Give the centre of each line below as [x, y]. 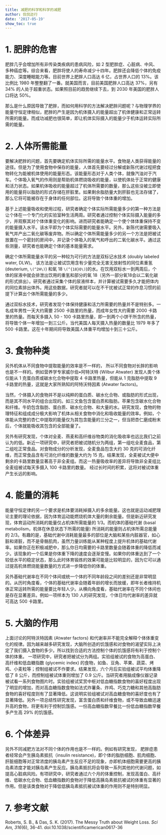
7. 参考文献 [27, 808]
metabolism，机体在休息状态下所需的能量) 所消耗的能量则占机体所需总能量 [81, 529]
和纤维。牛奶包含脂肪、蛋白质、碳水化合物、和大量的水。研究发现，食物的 [81, 407]
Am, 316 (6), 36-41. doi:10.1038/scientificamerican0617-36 [64, 827]
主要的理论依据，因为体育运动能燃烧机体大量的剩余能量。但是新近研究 [81, 516]
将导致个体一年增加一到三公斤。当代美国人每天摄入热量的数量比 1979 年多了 [83, 323]
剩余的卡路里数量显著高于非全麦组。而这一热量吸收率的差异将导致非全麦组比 [83, 461]
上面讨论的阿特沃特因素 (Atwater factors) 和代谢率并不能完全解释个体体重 [80, 638]
